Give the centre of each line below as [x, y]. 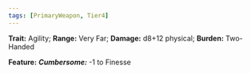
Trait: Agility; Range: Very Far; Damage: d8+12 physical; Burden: [116, 38]
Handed [21, 46]
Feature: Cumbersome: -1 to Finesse [70, 62]
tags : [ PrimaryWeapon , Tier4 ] [59, 15]
